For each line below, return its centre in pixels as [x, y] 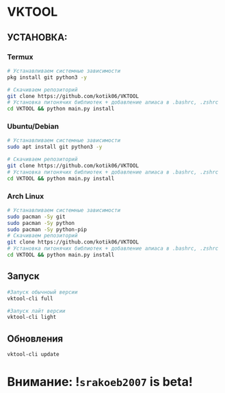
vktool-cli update [33, 355]
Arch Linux [26, 196]
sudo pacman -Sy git [37, 217]
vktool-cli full [30, 298]
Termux [20, 57]
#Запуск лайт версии [37, 311]
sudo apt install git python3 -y [55, 147]
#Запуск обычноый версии [42, 292]
